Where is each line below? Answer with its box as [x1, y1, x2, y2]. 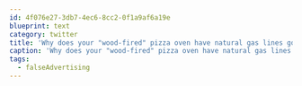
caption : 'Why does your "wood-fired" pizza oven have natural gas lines [9, 47, 292, 56]
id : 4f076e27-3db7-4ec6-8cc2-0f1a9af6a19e [9, 13, 171, 22]
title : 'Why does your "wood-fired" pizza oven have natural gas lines [9, 38, 283, 47]
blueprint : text [9, 21, 70, 30]
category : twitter [9, 30, 78, 39]
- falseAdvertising [17, 64, 91, 73]
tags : [9, 55, 30, 64]
